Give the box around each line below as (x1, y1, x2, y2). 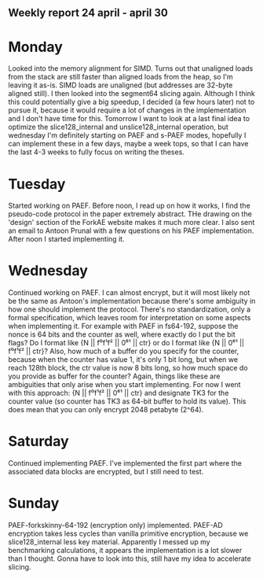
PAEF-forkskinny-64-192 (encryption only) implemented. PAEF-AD (8, 521, 224, 530)
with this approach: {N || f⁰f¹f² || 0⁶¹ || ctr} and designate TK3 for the (8, 389, 229, 398)
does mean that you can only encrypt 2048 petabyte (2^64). (8, 405, 204, 415)
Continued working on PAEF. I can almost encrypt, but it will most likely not (8, 288, 250, 297)
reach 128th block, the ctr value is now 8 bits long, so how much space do (8, 363, 249, 373)
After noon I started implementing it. (8, 234, 125, 244)
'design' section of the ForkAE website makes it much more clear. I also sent (8, 218, 255, 227)
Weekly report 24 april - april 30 (8, 6, 169, 20)
